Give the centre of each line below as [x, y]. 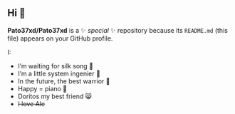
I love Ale [31, 103]
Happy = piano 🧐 [42, 88]
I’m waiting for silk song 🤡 [56, 66]
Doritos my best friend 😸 [55, 96]
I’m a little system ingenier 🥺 [59, 73]
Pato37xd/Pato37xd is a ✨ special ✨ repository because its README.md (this [117, 30]
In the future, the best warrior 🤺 [64, 81]
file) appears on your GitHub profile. [60, 38]
